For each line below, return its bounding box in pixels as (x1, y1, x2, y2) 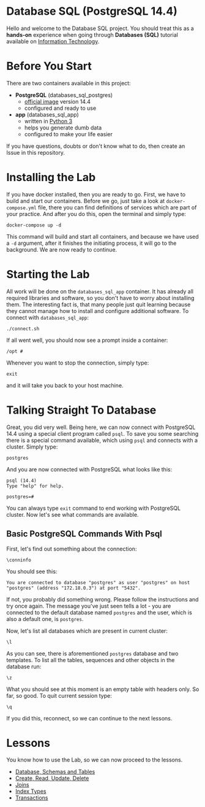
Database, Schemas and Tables (15, 768, 95, 776)
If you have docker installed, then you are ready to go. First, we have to (6, 190, 185, 198)
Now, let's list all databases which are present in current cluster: (6, 627, 168, 635)
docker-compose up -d (6, 222, 62, 228)
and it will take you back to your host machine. (6, 382, 124, 389)
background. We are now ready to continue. (6, 245, 117, 253)
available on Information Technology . (6, 37, 100, 45)
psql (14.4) (6, 477, 37, 484)
